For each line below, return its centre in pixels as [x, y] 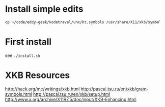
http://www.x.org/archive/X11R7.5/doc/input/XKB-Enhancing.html [71, 99]
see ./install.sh [23, 55]
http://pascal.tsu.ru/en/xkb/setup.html [72, 94]
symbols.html [19, 94]
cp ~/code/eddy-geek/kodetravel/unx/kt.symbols [55, 22]
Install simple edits [44, 9]
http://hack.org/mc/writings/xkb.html [42, 89]
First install [28, 42]
